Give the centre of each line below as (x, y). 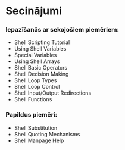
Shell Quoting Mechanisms (47, 134)
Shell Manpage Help (39, 140)
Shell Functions (33, 99)
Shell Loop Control (37, 87)
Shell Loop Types (35, 80)
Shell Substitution (36, 128)
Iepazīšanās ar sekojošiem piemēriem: (62, 30)
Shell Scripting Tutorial (42, 42)
